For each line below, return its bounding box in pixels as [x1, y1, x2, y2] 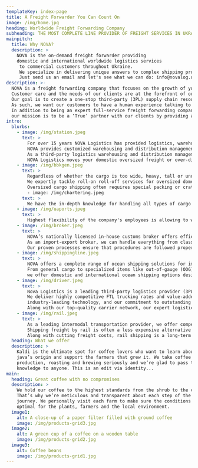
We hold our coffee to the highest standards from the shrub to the [16, 387, 189, 393]
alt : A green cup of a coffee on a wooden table [16, 431, 138, 437]
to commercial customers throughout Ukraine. [19, 63, 133, 70]
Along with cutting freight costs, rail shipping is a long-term [27, 332, 192, 338]
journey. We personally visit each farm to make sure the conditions [16, 398, 192, 404]
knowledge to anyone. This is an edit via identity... [16, 365, 154, 371]
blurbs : [11, 124, 31, 130]
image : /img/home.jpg [6, 19, 60, 25]
